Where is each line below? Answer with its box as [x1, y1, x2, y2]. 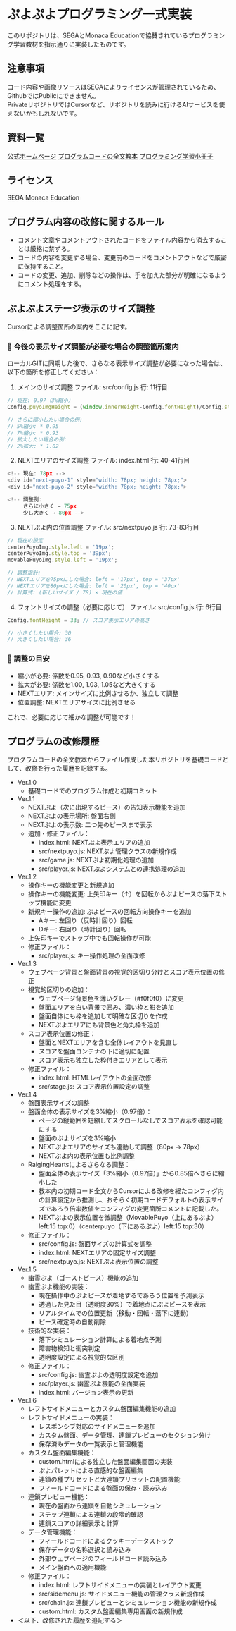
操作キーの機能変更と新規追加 [27, 881, 114, 889]
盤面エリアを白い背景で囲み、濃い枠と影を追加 [38, 1003, 174, 1012]
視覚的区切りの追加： [27, 985, 90, 994]
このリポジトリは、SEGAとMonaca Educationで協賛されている [7, 31, 188, 39]
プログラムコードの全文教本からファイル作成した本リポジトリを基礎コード [7, 755, 223, 764]
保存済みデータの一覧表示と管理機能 [38, 1440, 144, 1448]
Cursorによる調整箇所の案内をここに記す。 [7, 322, 131, 331]
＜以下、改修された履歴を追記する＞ [17, 1616, 123, 1625]
